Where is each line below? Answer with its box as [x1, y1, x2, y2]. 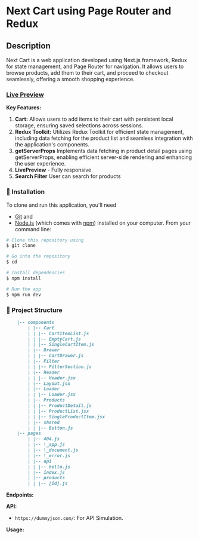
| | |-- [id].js [27, 480, 68, 486]
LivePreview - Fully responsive [14, 166, 92, 174]
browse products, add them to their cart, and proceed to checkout [6, 69, 169, 76]
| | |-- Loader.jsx [27, 391, 76, 398]
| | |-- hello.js [27, 464, 70, 470]
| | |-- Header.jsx [27, 375, 76, 381]
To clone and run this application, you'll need [6, 201, 117, 209]
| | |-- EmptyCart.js [27, 336, 82, 342]
